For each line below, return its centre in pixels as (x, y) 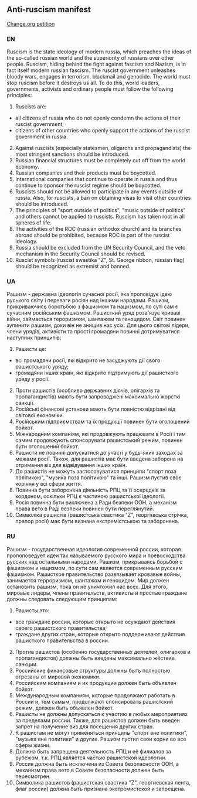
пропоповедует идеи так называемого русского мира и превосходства (96, 555)
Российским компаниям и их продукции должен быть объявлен (96, 683)
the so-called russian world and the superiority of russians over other (91, 58)
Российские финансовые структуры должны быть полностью (93, 670)
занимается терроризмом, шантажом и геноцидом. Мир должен (88, 580)
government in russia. (41, 137)
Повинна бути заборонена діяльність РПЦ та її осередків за (90, 490)
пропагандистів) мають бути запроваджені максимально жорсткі (98, 397)
